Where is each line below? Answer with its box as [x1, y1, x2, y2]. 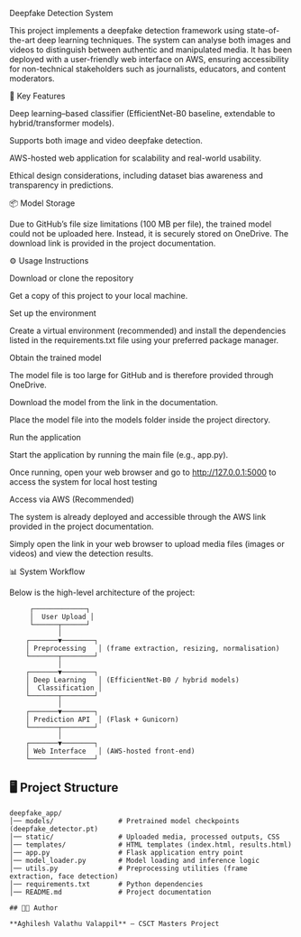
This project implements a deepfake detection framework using [9, 25, 245, 35]
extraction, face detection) [9, 871, 119, 881]
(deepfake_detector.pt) [9, 824, 99, 833]
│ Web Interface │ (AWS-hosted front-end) [25, 747, 196, 756]
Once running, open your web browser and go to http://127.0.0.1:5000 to [9, 467, 277, 478]
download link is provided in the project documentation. [9, 238, 216, 248]
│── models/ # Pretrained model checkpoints [9, 816, 241, 825]
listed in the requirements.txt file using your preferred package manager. [9, 335, 279, 346]
